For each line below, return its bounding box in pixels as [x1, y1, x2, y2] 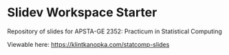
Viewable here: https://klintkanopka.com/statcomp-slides [7, 40, 170, 48]
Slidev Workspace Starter [7, 5, 157, 20]
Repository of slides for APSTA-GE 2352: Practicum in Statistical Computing [7, 27, 222, 35]
